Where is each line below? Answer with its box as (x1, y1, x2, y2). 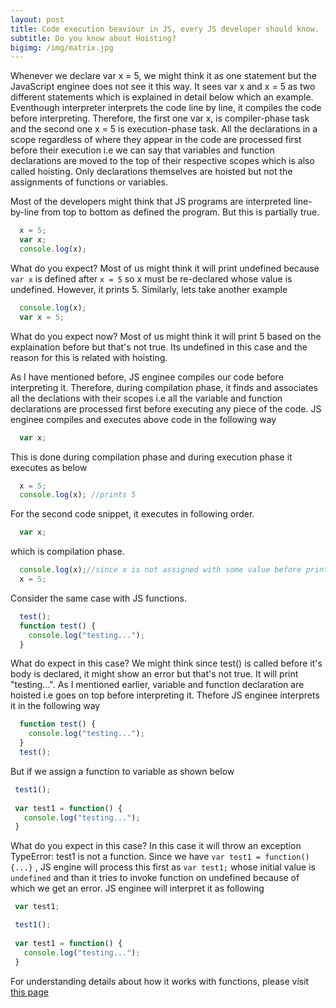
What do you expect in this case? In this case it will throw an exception (10, 840, 302, 852)
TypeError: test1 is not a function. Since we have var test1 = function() (10, 851, 310, 863)
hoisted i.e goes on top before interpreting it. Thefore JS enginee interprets (10, 689, 320, 701)
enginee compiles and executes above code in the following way (10, 413, 277, 425)
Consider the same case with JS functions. (10, 592, 188, 604)
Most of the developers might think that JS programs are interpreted (10, 196, 292, 208)
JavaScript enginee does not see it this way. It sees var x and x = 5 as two (10, 81, 316, 93)
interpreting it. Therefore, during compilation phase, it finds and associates (10, 381, 318, 393)
